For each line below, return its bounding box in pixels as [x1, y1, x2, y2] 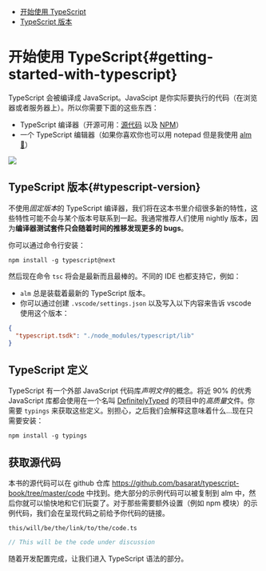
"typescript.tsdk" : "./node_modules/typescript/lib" [15, 331, 195, 340]
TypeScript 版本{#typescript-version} [8, 181, 201, 194]
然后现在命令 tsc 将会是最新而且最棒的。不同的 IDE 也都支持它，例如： [8, 271, 241, 281]
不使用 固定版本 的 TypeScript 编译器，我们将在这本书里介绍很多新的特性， [8, 203, 252, 213]
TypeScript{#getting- [67, 48, 214, 66]
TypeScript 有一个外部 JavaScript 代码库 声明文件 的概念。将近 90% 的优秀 [8, 386, 252, 396]
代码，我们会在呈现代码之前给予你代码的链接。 [14, 509, 169, 517]
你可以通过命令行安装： [8, 240, 85, 250]
